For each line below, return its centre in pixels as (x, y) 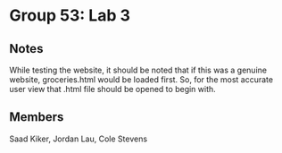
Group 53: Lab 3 (70, 16)
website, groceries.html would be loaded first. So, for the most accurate (141, 80)
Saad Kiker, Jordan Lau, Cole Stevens (79, 139)
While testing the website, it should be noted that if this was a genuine (138, 70)
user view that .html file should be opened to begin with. (112, 89)
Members (37, 117)
